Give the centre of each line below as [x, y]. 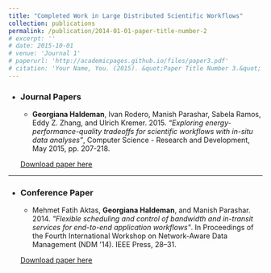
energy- [218, 123]
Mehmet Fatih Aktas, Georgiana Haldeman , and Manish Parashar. [141, 210]
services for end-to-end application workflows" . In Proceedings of [143, 228]
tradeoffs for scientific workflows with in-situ [179, 132]
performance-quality [67, 132]
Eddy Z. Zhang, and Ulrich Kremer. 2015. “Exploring [118, 123]
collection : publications [52, 23]
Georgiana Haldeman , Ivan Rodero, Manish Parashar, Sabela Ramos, [146, 115]
